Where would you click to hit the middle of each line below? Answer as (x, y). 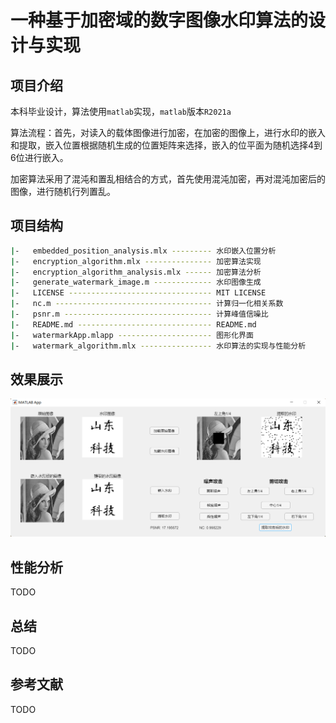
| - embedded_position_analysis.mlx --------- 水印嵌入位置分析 (143, 251)
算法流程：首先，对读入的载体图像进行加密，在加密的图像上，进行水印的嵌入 (168, 132)
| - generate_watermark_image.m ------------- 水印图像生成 (136, 282)
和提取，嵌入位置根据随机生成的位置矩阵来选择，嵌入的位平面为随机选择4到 (166, 145)
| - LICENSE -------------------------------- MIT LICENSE (138, 293)
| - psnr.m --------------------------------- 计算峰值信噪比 (139, 314)
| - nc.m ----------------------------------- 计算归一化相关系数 (147, 304)
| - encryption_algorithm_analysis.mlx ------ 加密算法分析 (136, 272)
